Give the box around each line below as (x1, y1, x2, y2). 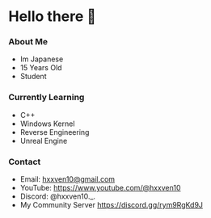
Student (19, 72, 47, 82)
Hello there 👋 (8, 7, 97, 26)
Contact (8, 156, 41, 167)
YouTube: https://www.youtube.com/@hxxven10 (19, 183, 181, 193)
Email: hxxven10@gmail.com (19, 174, 116, 184)
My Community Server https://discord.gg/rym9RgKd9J (19, 200, 204, 210)
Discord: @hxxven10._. (19, 191, 95, 201)
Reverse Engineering (19, 127, 90, 136)
